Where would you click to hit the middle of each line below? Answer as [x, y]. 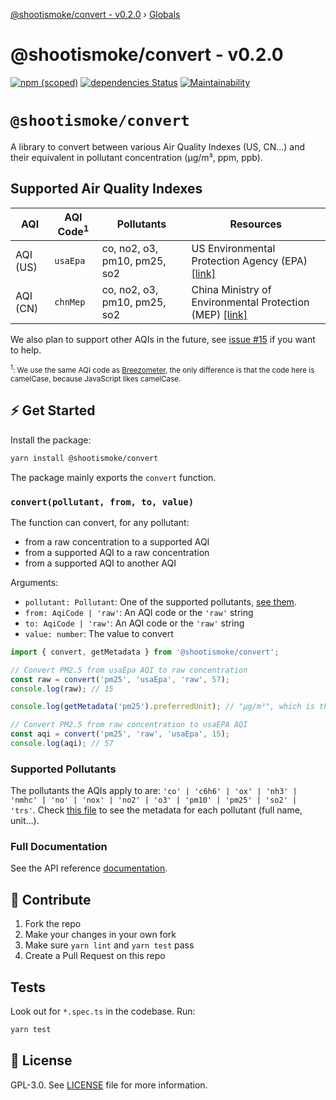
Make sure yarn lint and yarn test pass [109, 945]
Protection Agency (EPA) [249, 261]
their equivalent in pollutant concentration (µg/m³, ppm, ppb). [136, 157]
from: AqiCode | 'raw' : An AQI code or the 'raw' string [139, 612]
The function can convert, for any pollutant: [100, 522]
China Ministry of [231, 290]
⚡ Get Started [53, 410]
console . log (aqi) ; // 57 [62, 744]
